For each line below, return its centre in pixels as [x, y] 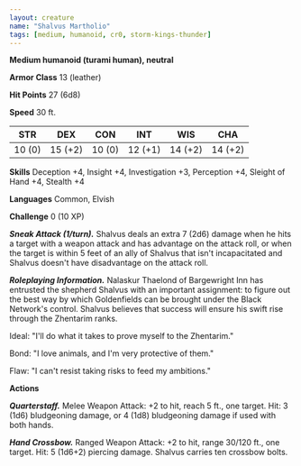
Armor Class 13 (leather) [55, 78]
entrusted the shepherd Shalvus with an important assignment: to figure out [150, 290]
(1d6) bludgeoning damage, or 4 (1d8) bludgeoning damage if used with [143, 416]
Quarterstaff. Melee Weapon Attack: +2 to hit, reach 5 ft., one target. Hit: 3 [149, 406]
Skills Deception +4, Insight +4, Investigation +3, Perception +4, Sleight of [147, 172]
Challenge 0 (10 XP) [47, 216]
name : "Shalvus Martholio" [60, 26]
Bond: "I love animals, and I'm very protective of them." [112, 353]
